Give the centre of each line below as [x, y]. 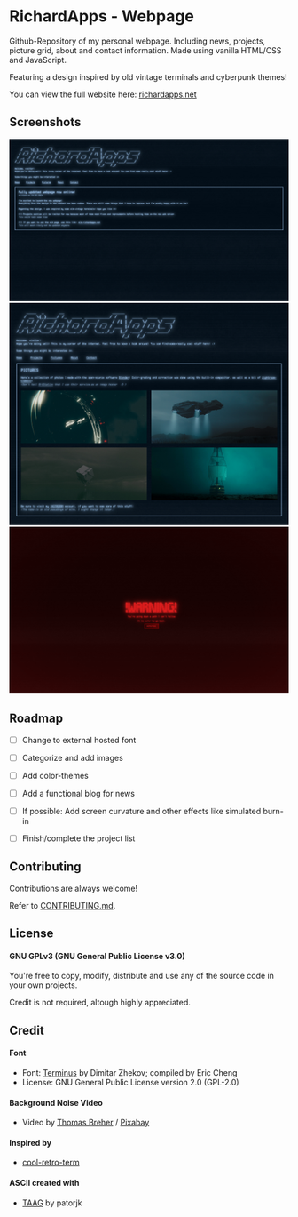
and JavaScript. [38, 60]
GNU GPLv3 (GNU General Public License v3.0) [98, 956]
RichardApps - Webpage [102, 16]
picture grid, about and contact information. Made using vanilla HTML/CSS [145, 50]
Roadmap [36, 719]
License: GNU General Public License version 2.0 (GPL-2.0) [130, 1083]
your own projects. [43, 985]
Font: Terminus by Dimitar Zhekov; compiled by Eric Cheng [129, 1073]
